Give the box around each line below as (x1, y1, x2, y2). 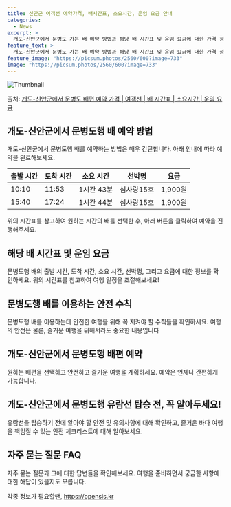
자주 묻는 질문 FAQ (7, 449, 82, 461)
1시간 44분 (78, 198, 113, 208)
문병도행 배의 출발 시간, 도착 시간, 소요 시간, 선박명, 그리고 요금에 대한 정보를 (7, 267, 212, 276)
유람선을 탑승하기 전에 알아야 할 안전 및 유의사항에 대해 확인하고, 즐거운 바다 (7, 418, 211, 426)
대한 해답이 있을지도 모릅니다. (7, 477, 87, 486)
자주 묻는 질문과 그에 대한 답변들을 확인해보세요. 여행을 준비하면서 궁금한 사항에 (7, 468, 220, 477)
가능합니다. (7, 377, 37, 385)
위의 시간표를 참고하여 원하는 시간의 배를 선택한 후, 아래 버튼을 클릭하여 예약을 (7, 217, 217, 225)
